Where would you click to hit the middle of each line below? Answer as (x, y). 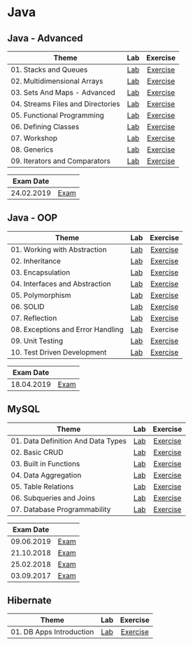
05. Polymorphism (41, 295)
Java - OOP (33, 218)
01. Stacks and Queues (49, 70)
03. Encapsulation (41, 272)
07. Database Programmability (61, 509)
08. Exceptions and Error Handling (67, 329)
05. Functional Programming (58, 115)
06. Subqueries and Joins (53, 498)
